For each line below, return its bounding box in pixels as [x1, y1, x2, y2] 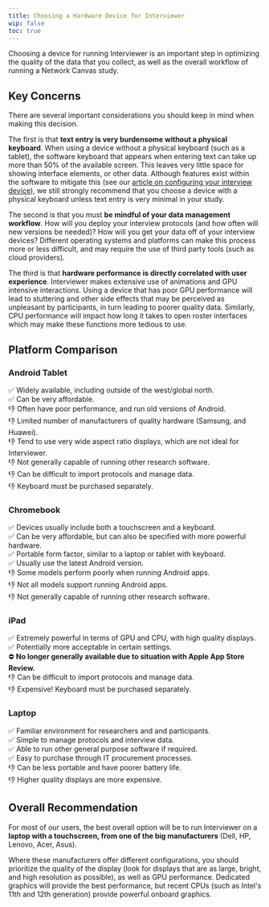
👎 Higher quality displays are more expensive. [8, 774, 162, 784]
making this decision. [8, 119, 79, 129]
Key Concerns [8, 89, 81, 103]
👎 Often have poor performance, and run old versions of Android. [8, 404, 226, 413]
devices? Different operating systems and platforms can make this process [8, 236, 256, 245]
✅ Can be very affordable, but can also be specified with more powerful [8, 531, 247, 541]
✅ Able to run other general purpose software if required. [8, 744, 198, 753]
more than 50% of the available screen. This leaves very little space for [8, 160, 244, 170]
